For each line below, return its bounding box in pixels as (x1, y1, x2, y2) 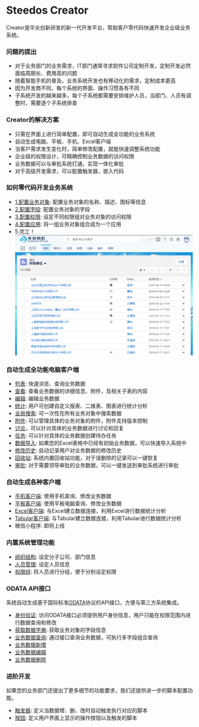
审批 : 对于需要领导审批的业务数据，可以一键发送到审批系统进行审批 (14, 462, 179, 469)
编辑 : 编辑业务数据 (14, 395, 60, 402)
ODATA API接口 (6, 584, 52, 592)
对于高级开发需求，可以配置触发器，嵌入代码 (14, 167, 124, 174)
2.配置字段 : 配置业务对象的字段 (14, 205, 91, 212)
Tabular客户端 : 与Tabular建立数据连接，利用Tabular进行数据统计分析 (14, 515, 182, 522)
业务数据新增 (14, 642, 46, 649)
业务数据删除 (14, 656, 46, 663)
